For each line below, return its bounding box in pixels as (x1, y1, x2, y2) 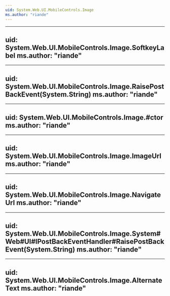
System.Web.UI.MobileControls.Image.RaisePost (5, 82, 164, 91)
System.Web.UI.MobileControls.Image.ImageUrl (5, 152, 162, 161)
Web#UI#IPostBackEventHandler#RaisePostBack (5, 237, 164, 245)
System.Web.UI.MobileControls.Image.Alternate (5, 276, 162, 284)
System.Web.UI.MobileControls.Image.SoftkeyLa (5, 43, 164, 52)
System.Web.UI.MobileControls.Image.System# (5, 229, 161, 238)
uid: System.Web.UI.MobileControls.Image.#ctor (5, 113, 163, 122)
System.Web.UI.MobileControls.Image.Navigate (5, 190, 161, 200)
